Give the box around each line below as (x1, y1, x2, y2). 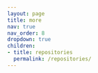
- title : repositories (7, 49, 73, 56)
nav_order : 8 (7, 29, 45, 37)
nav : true (7, 23, 36, 30)
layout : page (7, 10, 45, 17)
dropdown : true (7, 36, 51, 43)
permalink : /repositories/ (13, 56, 92, 63)
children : (7, 42, 36, 49)
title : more (7, 17, 42, 24)
